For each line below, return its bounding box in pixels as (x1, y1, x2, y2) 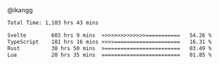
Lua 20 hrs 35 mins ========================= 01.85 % (7, 51, 212, 58)
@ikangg (7, 6, 33, 14)
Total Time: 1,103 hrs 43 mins (7, 19, 99, 26)
